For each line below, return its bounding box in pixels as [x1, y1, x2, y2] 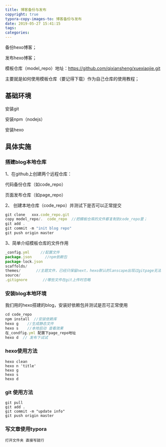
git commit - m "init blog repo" [5, 226, 72, 231]
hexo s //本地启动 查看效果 [5, 325, 64, 331]
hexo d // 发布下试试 [5, 335, 48, 340]
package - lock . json [5, 259, 43, 264]
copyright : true [5, 12, 39, 17]
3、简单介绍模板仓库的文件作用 [5, 240, 69, 246]
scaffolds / [5, 264, 28, 269]
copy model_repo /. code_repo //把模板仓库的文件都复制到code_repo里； [5, 217, 148, 222]
